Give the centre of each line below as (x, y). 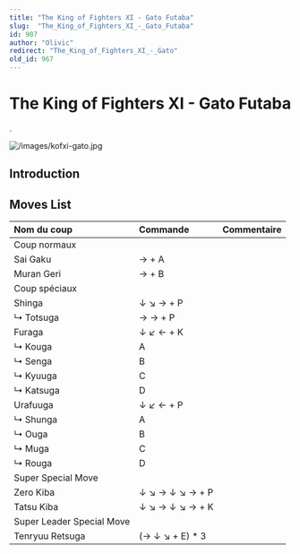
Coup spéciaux (46, 289)
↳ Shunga (36, 420)
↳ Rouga (33, 463)
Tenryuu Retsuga (50, 536)
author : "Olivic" (42, 43)
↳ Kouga (33, 347)
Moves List (40, 204)
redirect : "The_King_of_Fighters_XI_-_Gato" (94, 51)
